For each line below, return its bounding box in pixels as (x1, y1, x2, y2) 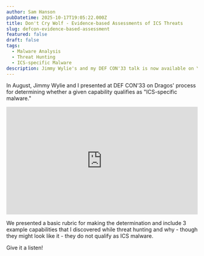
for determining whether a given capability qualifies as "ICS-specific (6, 89, 177, 96)
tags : (6, 43, 20, 49)
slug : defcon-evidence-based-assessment (6, 25, 110, 32)
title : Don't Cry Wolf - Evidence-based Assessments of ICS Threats (6, 20, 183, 26)
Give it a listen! (6, 244, 44, 251)
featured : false (6, 32, 47, 38)
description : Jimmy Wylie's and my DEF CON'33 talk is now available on (6, 65, 194, 72)
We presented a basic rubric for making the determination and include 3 (6, 219, 186, 226)
